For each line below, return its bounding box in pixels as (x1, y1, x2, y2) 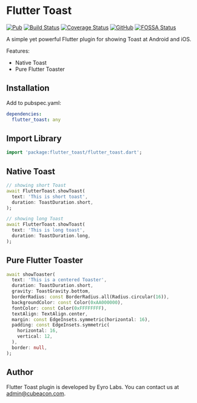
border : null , (12, 344, 47, 351)
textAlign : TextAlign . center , (12, 311, 88, 317)
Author (6, 367, 33, 378)
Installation (6, 83, 50, 93)
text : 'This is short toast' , (12, 194, 88, 200)
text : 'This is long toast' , (12, 227, 85, 234)
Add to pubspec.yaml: (6, 99, 62, 106)
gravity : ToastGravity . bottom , (12, 288, 91, 294)
